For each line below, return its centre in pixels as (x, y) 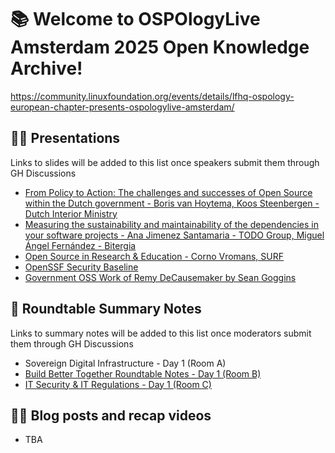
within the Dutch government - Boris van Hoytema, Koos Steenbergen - (172, 203)
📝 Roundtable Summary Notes (106, 309)
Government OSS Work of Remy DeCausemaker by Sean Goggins (160, 277)
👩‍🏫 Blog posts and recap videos (111, 415)
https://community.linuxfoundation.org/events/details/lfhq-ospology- (152, 96)
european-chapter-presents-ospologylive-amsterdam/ (122, 107)
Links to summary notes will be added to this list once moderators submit (161, 333)
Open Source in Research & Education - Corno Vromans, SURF (154, 256)
